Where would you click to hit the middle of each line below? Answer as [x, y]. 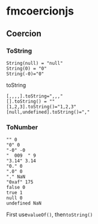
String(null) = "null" [35, 63]
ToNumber [22, 127]
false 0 [16, 188]
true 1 [14, 193]
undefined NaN [24, 203]
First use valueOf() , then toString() [50, 215]
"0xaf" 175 [20, 182]
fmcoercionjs [40, 11]
